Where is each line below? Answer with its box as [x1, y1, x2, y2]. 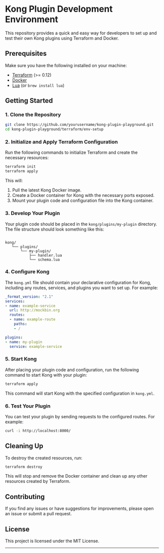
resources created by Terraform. [5, 479, 71, 484]
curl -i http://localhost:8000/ [5, 428, 71, 433]
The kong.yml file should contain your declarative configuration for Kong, [5, 279, 151, 285]
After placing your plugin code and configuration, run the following [5, 366, 139, 373]
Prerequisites [5, 49, 47, 58]
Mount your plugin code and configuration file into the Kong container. [12, 197, 154, 204]
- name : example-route [9, 317, 56, 322]
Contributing [5, 492, 45, 501]
